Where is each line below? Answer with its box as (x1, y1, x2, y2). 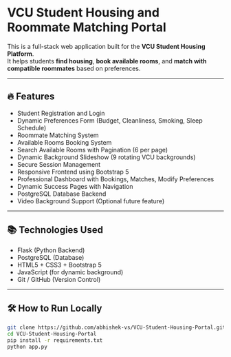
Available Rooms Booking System (16, 138, 112, 146)
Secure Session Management (16, 160, 101, 168)
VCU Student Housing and (7, 5, 160, 21)
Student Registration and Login (16, 109, 105, 117)
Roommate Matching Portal (7, 19, 166, 35)
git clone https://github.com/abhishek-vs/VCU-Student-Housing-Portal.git (7, 324, 226, 331)
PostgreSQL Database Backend (16, 190, 107, 198)
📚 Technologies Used (7, 224, 103, 236)
